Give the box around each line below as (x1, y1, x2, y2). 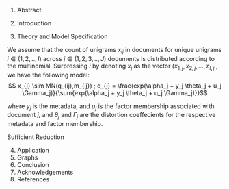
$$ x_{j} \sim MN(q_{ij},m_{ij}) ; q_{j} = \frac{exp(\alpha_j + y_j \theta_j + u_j (8, 81, 222, 90)
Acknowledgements (16, 168, 74, 177)
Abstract (16, 6, 42, 14)
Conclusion (16, 161, 49, 169)
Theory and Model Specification (16, 32, 108, 40)
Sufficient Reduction (7, 133, 65, 141)
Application (16, 147, 50, 155)
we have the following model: (7, 71, 90, 79)
